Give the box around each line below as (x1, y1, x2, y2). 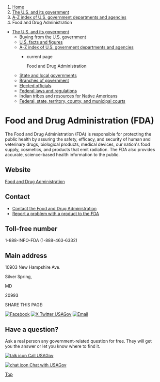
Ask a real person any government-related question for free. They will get (5, 338, 152, 344)
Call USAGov (28, 353, 54, 358)
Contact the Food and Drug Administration (12, 205, 97, 211)
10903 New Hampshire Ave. (5, 264, 61, 270)
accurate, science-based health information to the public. (5, 152, 120, 157)
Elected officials (19, 83, 52, 89)
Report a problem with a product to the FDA (12, 211, 99, 216)
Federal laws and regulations (19, 88, 77, 93)
